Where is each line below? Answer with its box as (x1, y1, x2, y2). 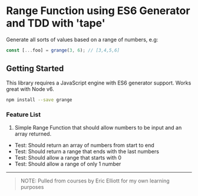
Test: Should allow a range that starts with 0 (14, 154, 122, 161)
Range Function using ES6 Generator (6, 4, 190, 18)
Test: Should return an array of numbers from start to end (14, 141, 154, 148)
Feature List (6, 110, 41, 119)
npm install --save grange (6, 97, 72, 103)
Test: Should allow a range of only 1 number (14, 160, 121, 167)
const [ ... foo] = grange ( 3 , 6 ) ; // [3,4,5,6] (6, 47, 120, 53)
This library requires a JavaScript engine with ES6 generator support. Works (6, 79, 192, 86)
